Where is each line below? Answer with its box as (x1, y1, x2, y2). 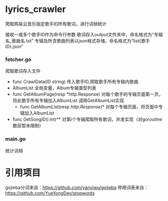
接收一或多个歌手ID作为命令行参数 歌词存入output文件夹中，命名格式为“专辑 (5, 31, 163, 37)
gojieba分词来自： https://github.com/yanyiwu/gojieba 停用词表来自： (5, 184, 149, 190)
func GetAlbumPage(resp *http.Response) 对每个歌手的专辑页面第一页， (12, 91, 163, 97)
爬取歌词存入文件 (5, 68, 41, 74)
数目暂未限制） (12, 123, 44, 129)
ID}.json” (5, 43, 24, 49)
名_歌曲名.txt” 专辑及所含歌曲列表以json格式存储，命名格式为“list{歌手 (5, 38, 150, 44)
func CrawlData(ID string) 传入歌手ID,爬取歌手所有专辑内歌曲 (12, 79, 139, 85)
